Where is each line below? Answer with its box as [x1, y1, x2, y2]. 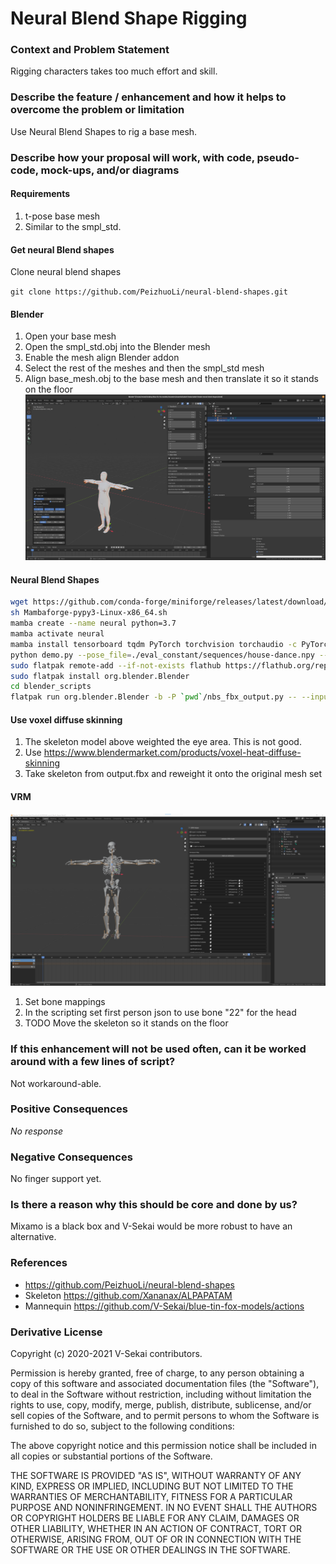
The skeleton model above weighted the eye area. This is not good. [24, 736, 302, 748]
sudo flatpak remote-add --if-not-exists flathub [10, 660, 222, 671]
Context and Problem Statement [10, 43, 170, 57]
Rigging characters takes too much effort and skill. [10, 65, 218, 77]
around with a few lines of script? [10, 1055, 176, 1069]
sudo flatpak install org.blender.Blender [10, 671, 190, 681]
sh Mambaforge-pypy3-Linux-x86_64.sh [10, 608, 168, 618]
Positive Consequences [10, 1102, 128, 1116]
